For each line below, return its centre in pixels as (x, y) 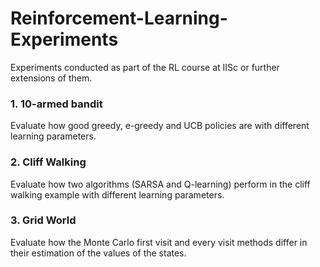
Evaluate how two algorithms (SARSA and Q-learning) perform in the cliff (160, 184)
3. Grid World (43, 220)
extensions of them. (51, 78)
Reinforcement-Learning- (119, 18)
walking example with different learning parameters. (117, 194)
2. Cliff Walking (48, 162)
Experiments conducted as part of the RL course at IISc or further (145, 67)
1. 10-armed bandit (56, 104)
